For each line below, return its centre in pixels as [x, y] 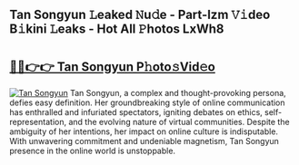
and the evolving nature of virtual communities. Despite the [179, 122]
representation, [38, 122]
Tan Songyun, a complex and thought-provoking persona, [178, 93]
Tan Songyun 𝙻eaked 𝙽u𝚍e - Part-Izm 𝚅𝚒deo [140, 15]
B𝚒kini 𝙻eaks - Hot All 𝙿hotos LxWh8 [117, 29]
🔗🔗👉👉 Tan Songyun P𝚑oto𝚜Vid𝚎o [112, 67]
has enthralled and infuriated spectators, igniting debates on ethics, [136, 112]
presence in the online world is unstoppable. [92, 150]
